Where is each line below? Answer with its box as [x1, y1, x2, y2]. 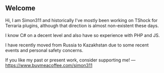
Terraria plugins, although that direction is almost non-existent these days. [5, 22, 159, 28]
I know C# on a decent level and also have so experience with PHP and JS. [5, 32, 160, 38]
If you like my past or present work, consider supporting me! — [5, 57, 136, 63]
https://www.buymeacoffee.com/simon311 [5, 62, 93, 68]
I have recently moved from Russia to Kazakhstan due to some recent [5, 42, 149, 48]
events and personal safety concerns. [5, 47, 84, 53]
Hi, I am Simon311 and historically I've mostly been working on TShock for [5, 17, 158, 23]
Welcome [5, 4, 36, 12]
